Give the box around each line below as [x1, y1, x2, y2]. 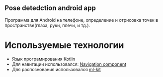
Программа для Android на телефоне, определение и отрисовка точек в [4, 17, 159, 23]
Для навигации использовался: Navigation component [11, 61, 127, 67]
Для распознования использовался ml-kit [11, 66, 101, 72]
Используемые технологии [4, 39, 124, 51]
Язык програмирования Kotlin [11, 56, 76, 62]
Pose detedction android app [4, 4, 96, 12]
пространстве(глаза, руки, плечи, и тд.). [4, 22, 90, 28]
